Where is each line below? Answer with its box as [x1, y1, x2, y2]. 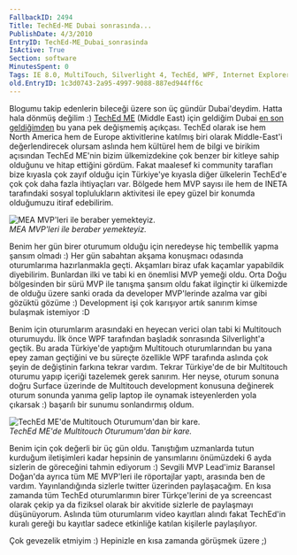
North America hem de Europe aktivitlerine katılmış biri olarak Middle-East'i [9, 131, 283, 142]
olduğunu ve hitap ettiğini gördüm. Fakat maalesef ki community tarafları [9, 159, 274, 170]
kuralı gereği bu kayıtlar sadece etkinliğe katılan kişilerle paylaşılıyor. [9, 518, 258, 528]
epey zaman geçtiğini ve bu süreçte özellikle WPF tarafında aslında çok [9, 351, 269, 363]
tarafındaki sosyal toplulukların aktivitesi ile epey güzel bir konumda [9, 188, 255, 198]
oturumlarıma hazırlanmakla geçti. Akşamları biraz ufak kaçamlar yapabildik [9, 259, 285, 270]
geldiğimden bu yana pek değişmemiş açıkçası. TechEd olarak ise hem [9, 121, 267, 133]
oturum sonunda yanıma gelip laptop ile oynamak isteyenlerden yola [9, 389, 257, 400]
